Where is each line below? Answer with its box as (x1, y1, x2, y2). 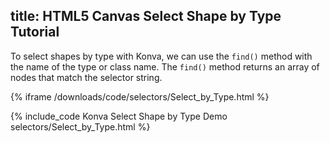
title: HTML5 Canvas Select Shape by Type (10, 8, 282, 25)
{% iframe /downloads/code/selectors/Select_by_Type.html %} (10, 90, 270, 103)
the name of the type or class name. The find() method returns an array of (10, 60, 320, 73)
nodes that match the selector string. (10, 71, 163, 83)
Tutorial (10, 24, 60, 41)
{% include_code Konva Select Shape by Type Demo (10, 110, 228, 122)
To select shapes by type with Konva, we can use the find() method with (10, 50, 313, 62)
